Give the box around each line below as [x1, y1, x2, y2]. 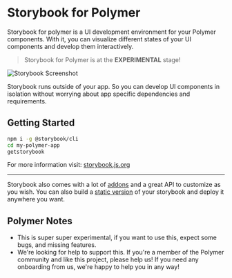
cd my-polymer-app [7, 141, 60, 149]
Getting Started [7, 117, 75, 129]
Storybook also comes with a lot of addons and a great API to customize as [7, 181, 221, 189]
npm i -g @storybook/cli [7, 135, 79, 142]
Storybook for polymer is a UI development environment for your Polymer [7, 28, 216, 36]
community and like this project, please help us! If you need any [17, 255, 199, 264]
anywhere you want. [7, 195, 66, 203]
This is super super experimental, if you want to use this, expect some [17, 233, 217, 242]
